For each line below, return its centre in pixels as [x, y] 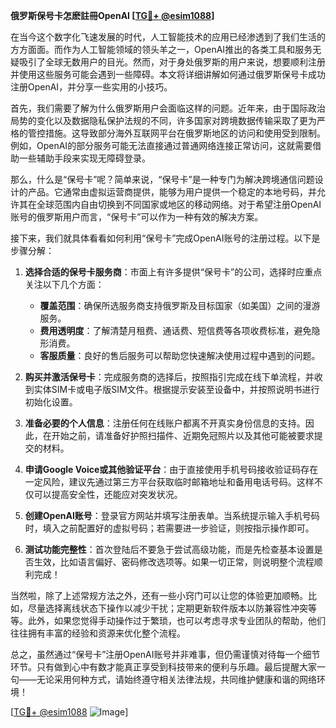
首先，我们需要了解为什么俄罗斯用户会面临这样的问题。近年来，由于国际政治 [168, 108]
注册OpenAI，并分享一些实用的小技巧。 [91, 87]
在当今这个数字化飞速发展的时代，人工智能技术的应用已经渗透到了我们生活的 [168, 37]
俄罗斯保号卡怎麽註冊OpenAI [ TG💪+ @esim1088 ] [112, 15]
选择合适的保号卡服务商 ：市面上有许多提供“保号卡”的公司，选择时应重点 [173, 272]
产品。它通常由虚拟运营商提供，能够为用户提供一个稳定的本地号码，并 [172, 192]
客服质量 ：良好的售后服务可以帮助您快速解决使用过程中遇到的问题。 [180, 355]
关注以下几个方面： [64, 284]
